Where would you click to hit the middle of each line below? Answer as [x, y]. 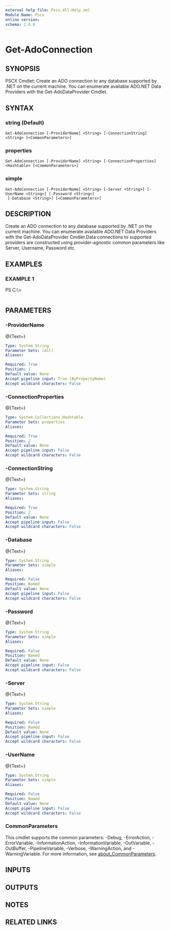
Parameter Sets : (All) [29, 350]
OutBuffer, [16, 848]
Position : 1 [18, 369]
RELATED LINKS [31, 922]
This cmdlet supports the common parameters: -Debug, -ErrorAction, [78, 837]
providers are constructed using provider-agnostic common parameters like [85, 243]
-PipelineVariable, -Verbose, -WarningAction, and [80, 848]
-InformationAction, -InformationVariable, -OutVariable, [93, 843]
